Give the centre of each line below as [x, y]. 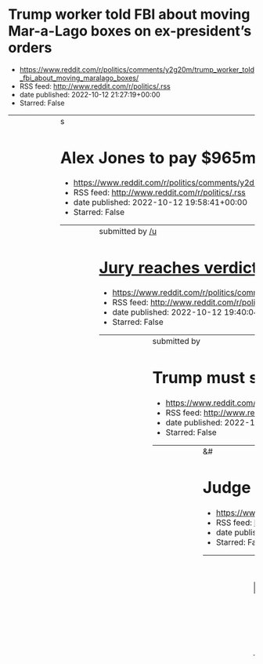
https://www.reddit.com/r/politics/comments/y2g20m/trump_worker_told [137, 69]
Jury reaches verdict [178, 268]
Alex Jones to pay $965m [158, 158]
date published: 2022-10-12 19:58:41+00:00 [160, 202]
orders [30, 48]
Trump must [198, 378]
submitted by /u [128, 232]
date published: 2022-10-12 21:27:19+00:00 [90, 94]
